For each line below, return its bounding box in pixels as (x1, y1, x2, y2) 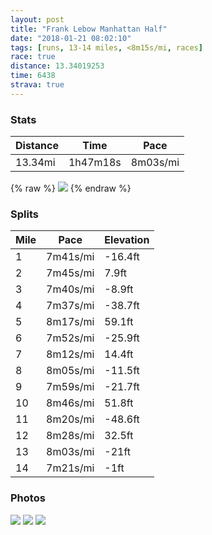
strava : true (10, 80, 65, 90)
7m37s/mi (46, 299, 95, 313)
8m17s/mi (46, 315, 95, 329)
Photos (10, 491, 46, 505)
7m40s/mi (46, 282, 95, 296)
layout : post (10, 14, 65, 25)
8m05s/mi (46, 364, 95, 378)
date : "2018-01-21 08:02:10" (10, 33, 132, 43)
